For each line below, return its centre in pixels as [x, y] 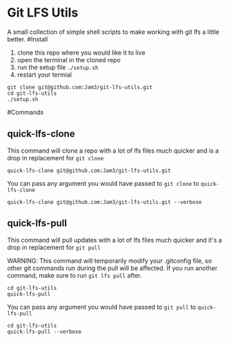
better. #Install [28, 39]
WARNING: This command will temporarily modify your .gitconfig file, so [110, 260]
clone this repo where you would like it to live [81, 53]
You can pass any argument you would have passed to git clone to [103, 183]
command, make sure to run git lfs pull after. [74, 275]
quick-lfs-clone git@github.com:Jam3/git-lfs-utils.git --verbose [104, 202]
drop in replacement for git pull [54, 247]
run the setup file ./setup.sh [58, 67]
